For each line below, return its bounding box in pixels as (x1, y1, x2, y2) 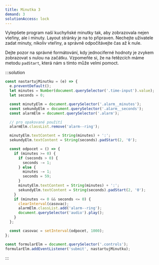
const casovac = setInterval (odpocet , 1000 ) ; (9, 228, 105, 233)
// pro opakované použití (9, 120, 63, 125)
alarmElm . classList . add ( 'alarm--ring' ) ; (18, 206, 102, 211)
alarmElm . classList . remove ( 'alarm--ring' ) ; (9, 124, 100, 129)
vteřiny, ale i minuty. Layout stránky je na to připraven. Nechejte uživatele (5, 35, 154, 41)
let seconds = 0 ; (9, 93, 45, 98)
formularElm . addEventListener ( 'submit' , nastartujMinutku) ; (5, 246, 131, 251)
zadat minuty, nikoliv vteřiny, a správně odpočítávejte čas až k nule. (5, 40, 142, 46)
